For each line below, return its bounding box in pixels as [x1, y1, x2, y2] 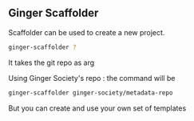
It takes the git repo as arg [8, 58, 95, 67]
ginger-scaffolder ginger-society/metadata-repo [8, 88, 173, 97]
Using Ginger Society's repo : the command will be [8, 73, 176, 83]
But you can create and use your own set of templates [8, 103, 187, 113]
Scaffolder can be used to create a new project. [8, 27, 165, 37]
